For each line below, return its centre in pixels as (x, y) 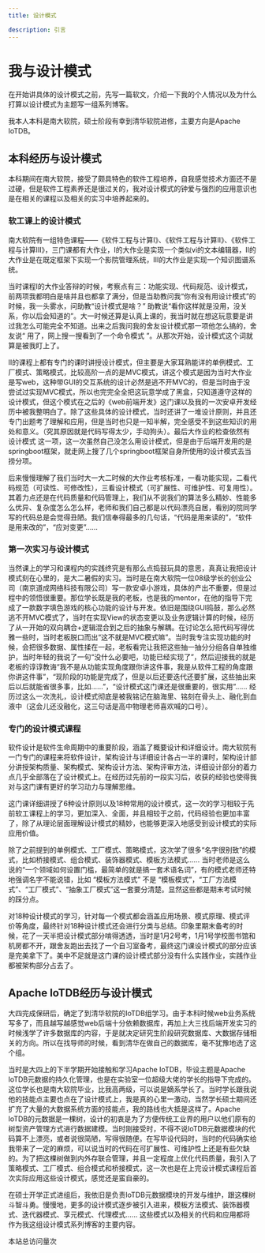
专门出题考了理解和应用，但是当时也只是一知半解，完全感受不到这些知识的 (129, 421)
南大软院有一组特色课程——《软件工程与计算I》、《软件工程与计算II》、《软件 (129, 240)
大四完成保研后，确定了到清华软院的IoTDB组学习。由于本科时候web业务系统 (132, 1013)
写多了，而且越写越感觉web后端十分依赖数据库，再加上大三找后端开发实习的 (132, 1022)
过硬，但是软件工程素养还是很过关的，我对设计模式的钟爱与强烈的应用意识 (129, 189)
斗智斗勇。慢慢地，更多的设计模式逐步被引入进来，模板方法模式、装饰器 (125, 1204)
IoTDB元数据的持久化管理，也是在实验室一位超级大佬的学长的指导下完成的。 (132, 1079)
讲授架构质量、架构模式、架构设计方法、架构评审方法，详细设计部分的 (129, 767)
